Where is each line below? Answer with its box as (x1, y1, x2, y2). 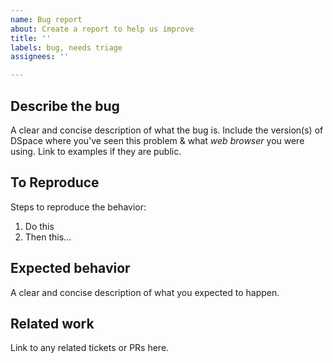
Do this (24, 220, 55, 232)
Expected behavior (10, 260, 131, 277)
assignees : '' (10, 52, 70, 62)
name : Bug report (10, 14, 83, 25)
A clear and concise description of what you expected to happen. (10, 286, 280, 298)
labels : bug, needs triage (10, 42, 123, 53)
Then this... (24, 231, 72, 243)
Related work (10, 315, 95, 332)
